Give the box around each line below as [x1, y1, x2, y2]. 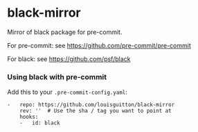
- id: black [19, 119, 60, 126]
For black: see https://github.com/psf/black [7, 54, 131, 63]
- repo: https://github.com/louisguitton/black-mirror [7, 101, 175, 108]
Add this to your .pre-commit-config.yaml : [7, 88, 128, 97]
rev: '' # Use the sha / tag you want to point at [19, 108, 172, 115]
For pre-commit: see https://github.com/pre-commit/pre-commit [7, 41, 192, 49]
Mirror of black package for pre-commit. [7, 28, 123, 36]
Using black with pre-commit [7, 72, 107, 81]
